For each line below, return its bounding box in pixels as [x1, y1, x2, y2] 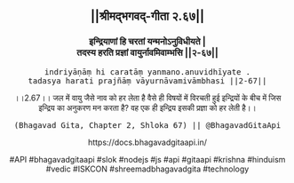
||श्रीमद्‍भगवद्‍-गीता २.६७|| [90, 9, 205, 24]
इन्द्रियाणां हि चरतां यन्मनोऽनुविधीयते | [88, 36, 207, 48]
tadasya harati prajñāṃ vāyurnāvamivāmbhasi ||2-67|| [28, 76, 267, 85]
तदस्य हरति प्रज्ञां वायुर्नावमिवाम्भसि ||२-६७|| [76, 46, 219, 59]
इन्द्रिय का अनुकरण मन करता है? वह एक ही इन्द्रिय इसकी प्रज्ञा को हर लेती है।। [38, 102, 257, 113]
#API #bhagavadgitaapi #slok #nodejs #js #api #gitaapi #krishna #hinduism [9, 154, 286, 164]
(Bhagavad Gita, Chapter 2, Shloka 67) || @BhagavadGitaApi [13, 120, 282, 130]
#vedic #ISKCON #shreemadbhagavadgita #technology [45, 163, 250, 174]
